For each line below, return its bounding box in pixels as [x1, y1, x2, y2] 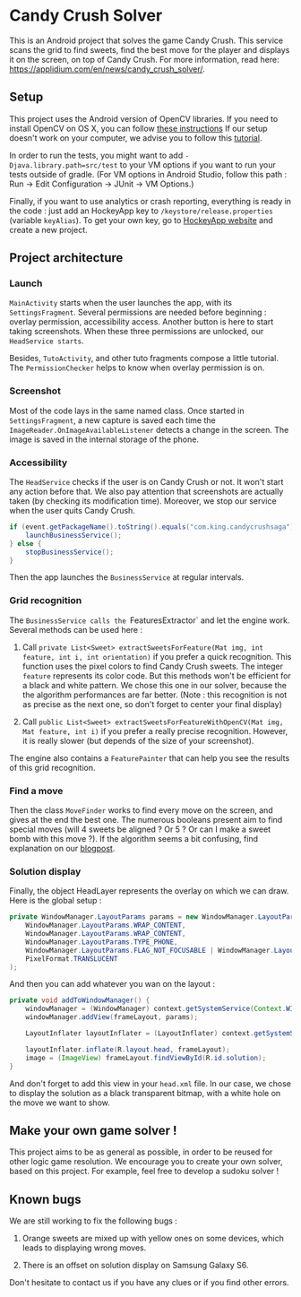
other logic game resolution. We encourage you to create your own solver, [9, 1156, 283, 1167]
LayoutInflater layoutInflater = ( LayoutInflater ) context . [25, 1029, 254, 1038]
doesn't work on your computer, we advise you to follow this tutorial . [9, 132, 262, 143]
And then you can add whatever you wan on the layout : [9, 979, 216, 990]
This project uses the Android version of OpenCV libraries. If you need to [9, 113, 279, 124]
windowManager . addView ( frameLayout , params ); [25, 1013, 199, 1022]
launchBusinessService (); [25, 531, 123, 540]
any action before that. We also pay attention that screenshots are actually [9, 486, 284, 497]
